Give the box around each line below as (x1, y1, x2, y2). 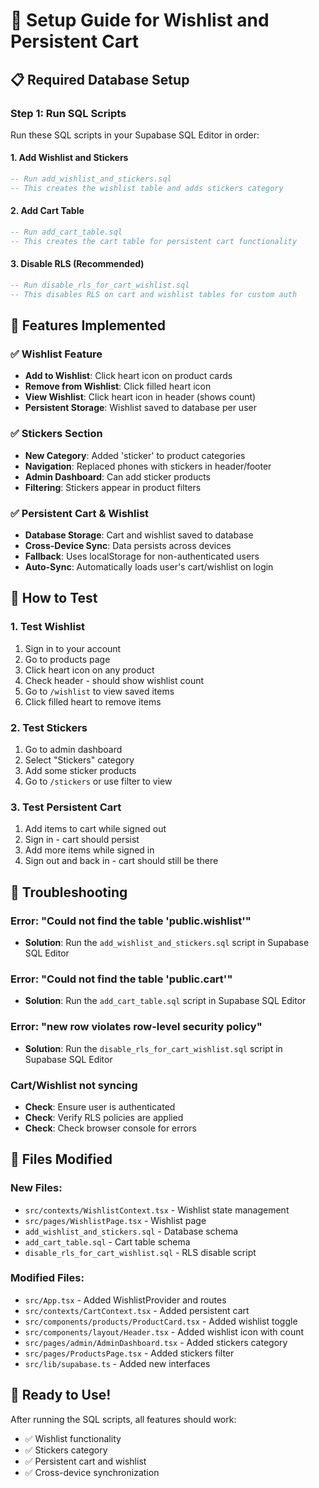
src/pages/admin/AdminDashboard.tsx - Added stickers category (24, 1336, 288, 1348)
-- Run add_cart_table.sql (10, 227, 123, 238)
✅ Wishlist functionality (24, 1432, 122, 1444)
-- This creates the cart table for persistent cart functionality (10, 236, 298, 246)
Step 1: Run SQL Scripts (10, 106, 127, 120)
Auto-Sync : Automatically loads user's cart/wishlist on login (24, 561, 274, 573)
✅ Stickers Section (10, 427, 103, 441)
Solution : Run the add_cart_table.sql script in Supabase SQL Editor (24, 995, 307, 1007)
